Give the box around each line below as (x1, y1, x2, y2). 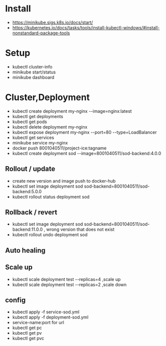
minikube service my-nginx (12, 139, 68, 145)
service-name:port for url (12, 320, 64, 326)
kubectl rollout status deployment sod (12, 194, 90, 200)
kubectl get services (12, 135, 55, 140)
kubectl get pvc (12, 336, 45, 342)
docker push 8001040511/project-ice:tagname (12, 145, 107, 151)
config (5, 296, 26, 304)
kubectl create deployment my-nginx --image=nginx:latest (12, 108, 132, 114)
